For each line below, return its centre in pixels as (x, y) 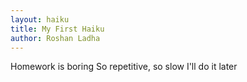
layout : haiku (40, 19)
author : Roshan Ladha (55, 38)
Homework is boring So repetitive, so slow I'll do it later (124, 67)
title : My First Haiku (57, 29)
